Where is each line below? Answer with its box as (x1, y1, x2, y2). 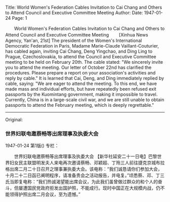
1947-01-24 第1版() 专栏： (5, 143, 59, 149)
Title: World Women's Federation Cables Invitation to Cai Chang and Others (5, 5, 162, 10)
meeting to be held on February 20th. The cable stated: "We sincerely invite (5, 59, 163, 65)
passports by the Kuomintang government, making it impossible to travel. (5, 91, 158, 97)
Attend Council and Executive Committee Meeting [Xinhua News (5, 32, 148, 37)
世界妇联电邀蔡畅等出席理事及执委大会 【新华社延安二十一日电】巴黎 (14, 153, 157, 159)
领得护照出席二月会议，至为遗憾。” (9, 191, 81, 197)
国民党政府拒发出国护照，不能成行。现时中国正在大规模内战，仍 (27, 185, 160, 191)
